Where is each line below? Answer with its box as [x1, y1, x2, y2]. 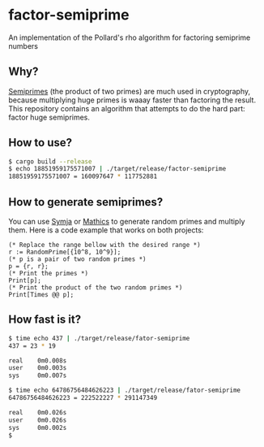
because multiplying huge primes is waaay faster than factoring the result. [8, 95, 257, 105]
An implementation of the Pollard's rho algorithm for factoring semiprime [8, 33, 251, 42]
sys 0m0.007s [8, 371, 67, 380]
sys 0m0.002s [8, 423, 67, 432]
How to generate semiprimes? [8, 195, 164, 209]
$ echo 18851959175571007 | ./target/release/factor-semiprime [8, 165, 227, 173]
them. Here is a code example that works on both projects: [8, 225, 204, 235]
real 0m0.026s [8, 408, 67, 416]
